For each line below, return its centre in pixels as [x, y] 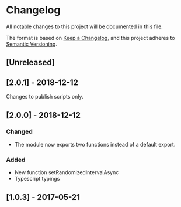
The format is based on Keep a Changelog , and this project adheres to [90, 38]
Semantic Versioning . [32, 44]
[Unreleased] [31, 62]
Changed [20, 131]
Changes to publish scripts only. [45, 97]
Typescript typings [37, 179]
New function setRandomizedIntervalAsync [67, 172]
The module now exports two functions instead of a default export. [95, 144]
